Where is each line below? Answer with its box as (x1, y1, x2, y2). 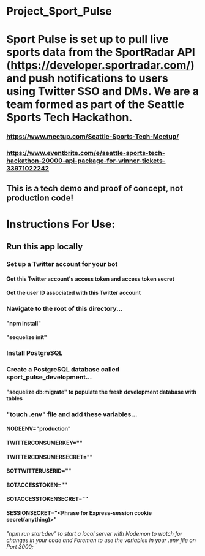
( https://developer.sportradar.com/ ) (6, 58, 195, 72)
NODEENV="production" (6, 425, 72, 433)
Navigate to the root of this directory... (6, 305, 123, 313)
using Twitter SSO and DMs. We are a (6, 85, 199, 99)
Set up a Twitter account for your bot (6, 260, 118, 268)
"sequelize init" (6, 333, 47, 341)
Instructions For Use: (6, 217, 116, 231)
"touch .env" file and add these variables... (6, 409, 138, 418)
